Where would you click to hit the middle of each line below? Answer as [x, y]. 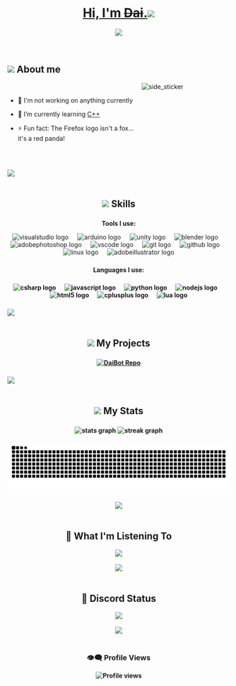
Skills [123, 204]
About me [39, 70]
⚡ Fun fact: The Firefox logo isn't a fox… [76, 128]
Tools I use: [119, 224]
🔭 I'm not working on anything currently [75, 100]
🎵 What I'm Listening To [119, 536]
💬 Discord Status [119, 599]
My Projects [123, 344]
